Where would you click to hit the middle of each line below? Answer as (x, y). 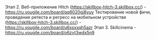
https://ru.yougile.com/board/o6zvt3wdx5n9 (50, 33)
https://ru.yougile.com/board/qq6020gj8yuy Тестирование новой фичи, (78, 12)
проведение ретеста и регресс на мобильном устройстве (66, 17)
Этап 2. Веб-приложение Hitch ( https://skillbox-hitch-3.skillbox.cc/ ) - (76, 7)
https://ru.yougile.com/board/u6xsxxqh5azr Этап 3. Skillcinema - (71, 27)
